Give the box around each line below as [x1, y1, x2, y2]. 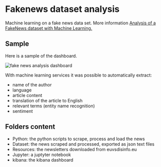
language [12, 87, 32, 93]
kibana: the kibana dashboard [12, 157, 74, 163]
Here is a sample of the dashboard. [5, 53, 77, 59]
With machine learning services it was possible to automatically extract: [5, 72, 152, 78]
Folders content [5, 123, 56, 131]
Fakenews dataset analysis [5, 3, 120, 15]
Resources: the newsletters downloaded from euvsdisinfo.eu [12, 146, 137, 152]
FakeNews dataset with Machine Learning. [5, 25, 92, 31]
